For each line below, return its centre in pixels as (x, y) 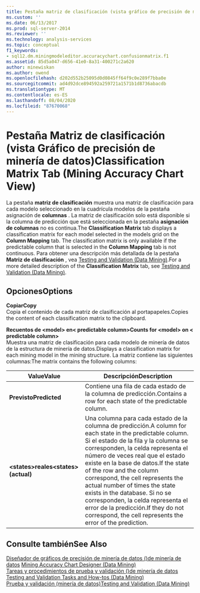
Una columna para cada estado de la (136, 418)
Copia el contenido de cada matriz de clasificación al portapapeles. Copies (97, 312)
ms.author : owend (28, 73)
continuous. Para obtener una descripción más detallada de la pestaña (93, 254)
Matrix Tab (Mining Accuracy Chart (95, 173)
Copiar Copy (21, 305)
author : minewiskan (30, 67)
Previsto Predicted (35, 397)
